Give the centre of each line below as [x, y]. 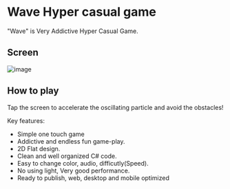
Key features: [26, 120]
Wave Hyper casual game [82, 12]
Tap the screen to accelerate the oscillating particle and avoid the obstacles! [115, 107]
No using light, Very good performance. [73, 170]
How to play [33, 91]
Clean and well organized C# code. [67, 156]
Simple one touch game [51, 134]
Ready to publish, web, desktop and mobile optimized [93, 178]
